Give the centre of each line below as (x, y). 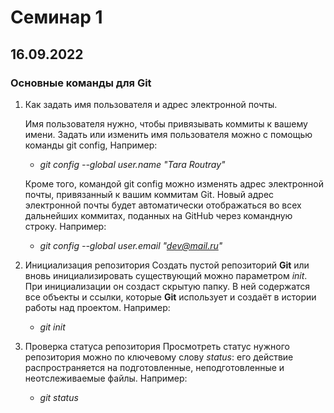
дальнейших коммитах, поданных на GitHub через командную (158, 215)
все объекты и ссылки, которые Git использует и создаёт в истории (170, 297)
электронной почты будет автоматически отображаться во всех (163, 205)
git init (52, 327)
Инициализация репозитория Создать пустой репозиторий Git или (167, 265)
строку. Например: (65, 226)
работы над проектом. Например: (97, 307)
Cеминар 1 (56, 17)
